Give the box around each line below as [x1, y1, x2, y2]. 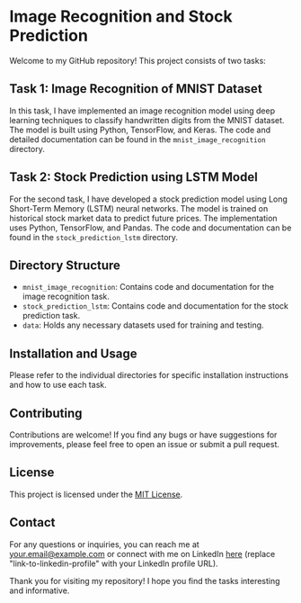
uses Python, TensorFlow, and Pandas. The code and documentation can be [9, 222, 292, 233]
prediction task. [22, 310, 81, 321]
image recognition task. [22, 291, 111, 302]
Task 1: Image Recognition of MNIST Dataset [9, 81, 262, 96]
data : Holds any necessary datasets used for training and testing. [22, 319, 264, 330]
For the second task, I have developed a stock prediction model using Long [9, 193, 288, 204]
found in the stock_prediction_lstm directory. [9, 231, 178, 242]
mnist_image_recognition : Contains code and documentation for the [22, 282, 274, 292]
